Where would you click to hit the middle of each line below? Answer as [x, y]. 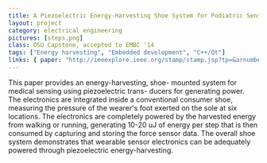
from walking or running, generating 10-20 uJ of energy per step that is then [133, 125]
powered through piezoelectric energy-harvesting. [91, 150]
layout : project [35, 23]
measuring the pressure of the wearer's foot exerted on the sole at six [123, 107]
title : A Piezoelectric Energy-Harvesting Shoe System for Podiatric [126, 16]
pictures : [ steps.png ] [46, 38]
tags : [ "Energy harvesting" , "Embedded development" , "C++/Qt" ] [117, 52]
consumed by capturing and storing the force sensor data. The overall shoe [132, 133]
